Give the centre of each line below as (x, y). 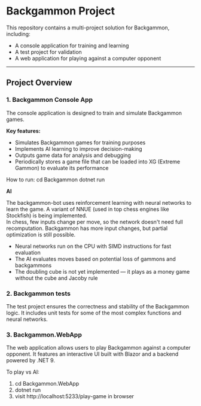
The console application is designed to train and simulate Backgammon (94, 113)
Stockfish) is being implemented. (47, 215)
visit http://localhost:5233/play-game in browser (74, 396)
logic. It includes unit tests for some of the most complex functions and (94, 313)
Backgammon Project (61, 11)
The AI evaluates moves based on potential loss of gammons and (95, 259)
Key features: (23, 131)
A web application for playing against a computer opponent (88, 58)
